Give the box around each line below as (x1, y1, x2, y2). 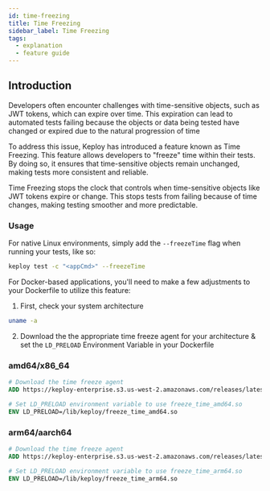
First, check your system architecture (19, 301, 144, 311)
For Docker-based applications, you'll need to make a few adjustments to (8, 277, 251, 287)
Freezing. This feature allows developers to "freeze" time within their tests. (8, 150, 256, 159)
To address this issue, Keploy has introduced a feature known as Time (8, 142, 241, 151)
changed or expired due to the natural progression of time (8, 126, 201, 135)
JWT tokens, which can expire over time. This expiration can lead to (8, 109, 233, 118)
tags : (8, 34, 27, 43)
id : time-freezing (8, 11, 70, 20)
